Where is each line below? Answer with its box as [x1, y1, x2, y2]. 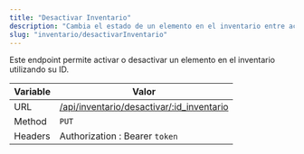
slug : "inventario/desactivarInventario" [9, 30, 168, 39]
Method [14, 115, 47, 128]
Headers [14, 130, 51, 142]
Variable [14, 86, 52, 98]
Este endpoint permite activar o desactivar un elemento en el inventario [9, 55, 276, 66]
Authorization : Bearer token [59, 130, 178, 142]
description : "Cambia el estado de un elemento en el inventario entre [9, 22, 285, 31]
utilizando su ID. [9, 64, 70, 75]
